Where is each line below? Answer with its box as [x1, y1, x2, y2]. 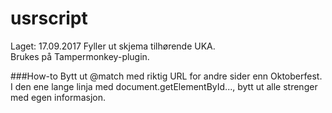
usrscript [10, 7, 88, 30]
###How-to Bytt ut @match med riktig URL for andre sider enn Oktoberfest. [10, 70, 323, 82]
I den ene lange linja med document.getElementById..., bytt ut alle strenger [10, 80, 318, 92]
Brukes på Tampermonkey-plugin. [10, 50, 150, 62]
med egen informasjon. [10, 91, 106, 103]
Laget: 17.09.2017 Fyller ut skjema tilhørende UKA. [10, 40, 216, 52]
